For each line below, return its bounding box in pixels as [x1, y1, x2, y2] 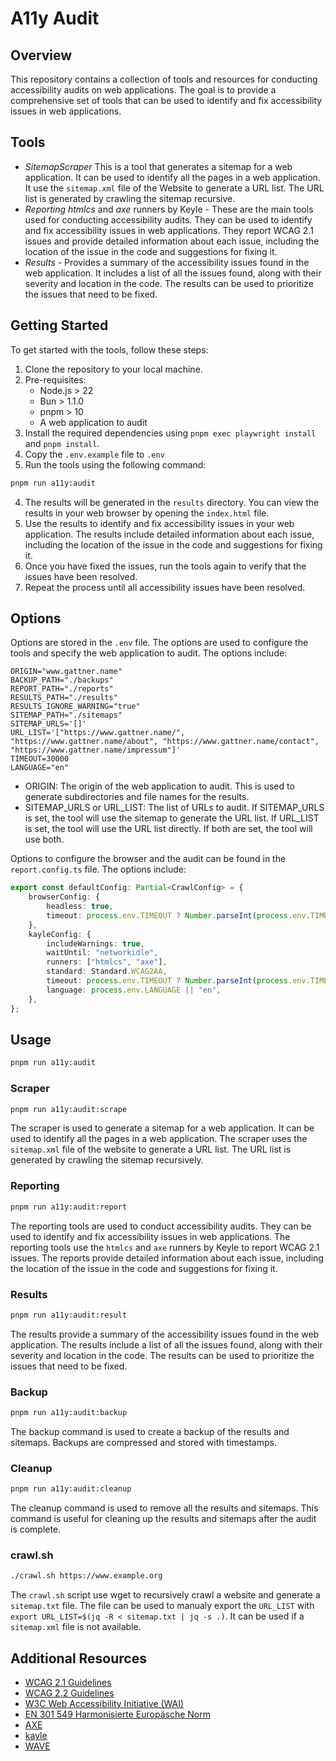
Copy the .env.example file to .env [24, 448, 165, 460]
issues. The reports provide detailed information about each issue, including [10, 1252, 324, 1264]
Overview [10, 47, 73, 64]
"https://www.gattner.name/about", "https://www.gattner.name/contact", [10, 737, 320, 747]
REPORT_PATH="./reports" [10, 684, 114, 694]
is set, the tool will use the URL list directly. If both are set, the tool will [24, 823, 313, 835]
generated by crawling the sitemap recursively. [10, 1154, 204, 1166]
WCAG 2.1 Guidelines [24, 1677, 112, 1689]
